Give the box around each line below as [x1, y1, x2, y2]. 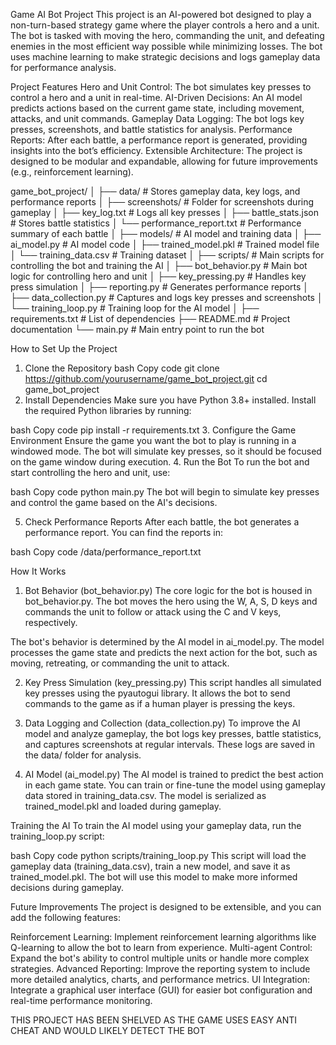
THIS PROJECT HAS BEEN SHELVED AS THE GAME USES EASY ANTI [10, 1014, 298, 1026]
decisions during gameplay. [10, 882, 125, 893]
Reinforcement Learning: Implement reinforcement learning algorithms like [10, 931, 317, 943]
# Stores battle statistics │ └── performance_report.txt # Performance [10, 217, 302, 229]
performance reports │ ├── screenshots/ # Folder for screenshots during [10, 196, 315, 208]
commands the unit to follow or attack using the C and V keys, [24, 606, 282, 618]
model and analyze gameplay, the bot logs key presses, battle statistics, [24, 728, 322, 739]
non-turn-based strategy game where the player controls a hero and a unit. [10, 19, 320, 31]
